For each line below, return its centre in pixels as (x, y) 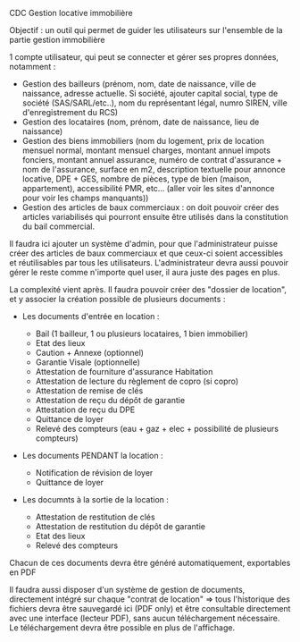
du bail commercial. (58, 226)
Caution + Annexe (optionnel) (90, 353)
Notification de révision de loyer (94, 473)
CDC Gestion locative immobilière (71, 13)
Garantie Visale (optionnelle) (88, 362)
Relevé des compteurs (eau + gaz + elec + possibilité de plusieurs (157, 429)
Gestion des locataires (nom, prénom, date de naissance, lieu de (141, 122)
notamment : (33, 67)
